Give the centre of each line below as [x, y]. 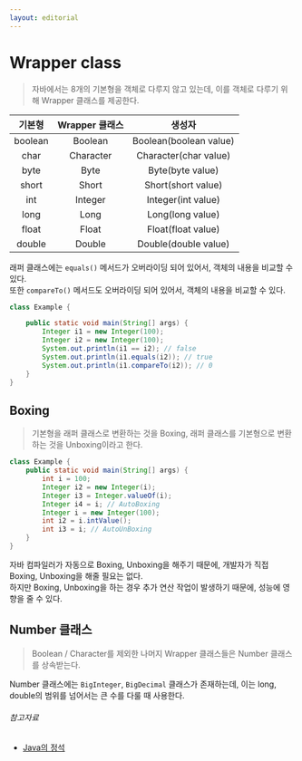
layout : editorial [44, 18]
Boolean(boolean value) [184, 140]
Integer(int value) [183, 199]
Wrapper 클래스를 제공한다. [90, 100]
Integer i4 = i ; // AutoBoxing [101, 504]
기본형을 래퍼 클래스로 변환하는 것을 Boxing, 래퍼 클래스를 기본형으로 [153, 433]
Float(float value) [183, 229]
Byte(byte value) [184, 170]
